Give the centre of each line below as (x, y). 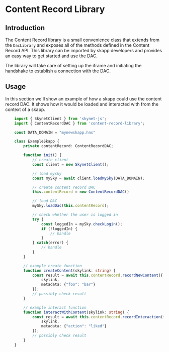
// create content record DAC (64, 187)
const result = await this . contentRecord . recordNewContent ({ (98, 275)
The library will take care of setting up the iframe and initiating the (73, 66)
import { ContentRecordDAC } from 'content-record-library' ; (79, 123)
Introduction (25, 28)
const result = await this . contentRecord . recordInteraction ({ (99, 317)
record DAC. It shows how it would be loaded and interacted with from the (82, 104)
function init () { (43, 155)
